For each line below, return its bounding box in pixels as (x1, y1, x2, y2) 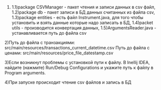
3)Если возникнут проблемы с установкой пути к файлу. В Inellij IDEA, (4, 60, 150, 65)
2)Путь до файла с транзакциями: (4, 40, 75, 45)
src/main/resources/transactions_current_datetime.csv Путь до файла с (4, 45, 150, 50)
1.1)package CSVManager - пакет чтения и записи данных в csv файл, (11, 4, 156, 10)
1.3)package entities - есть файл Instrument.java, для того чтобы (11, 15, 143, 20)
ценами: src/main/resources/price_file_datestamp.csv (4, 50, 114, 56)
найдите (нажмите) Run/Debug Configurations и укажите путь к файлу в (4, 65, 154, 70)
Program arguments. (4, 70, 46, 75)
